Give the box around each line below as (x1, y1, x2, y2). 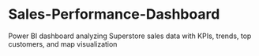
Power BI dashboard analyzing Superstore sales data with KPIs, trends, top (8, 31, 252, 40)
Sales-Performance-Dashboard (8, 5, 220, 23)
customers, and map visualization (8, 39, 118, 48)
